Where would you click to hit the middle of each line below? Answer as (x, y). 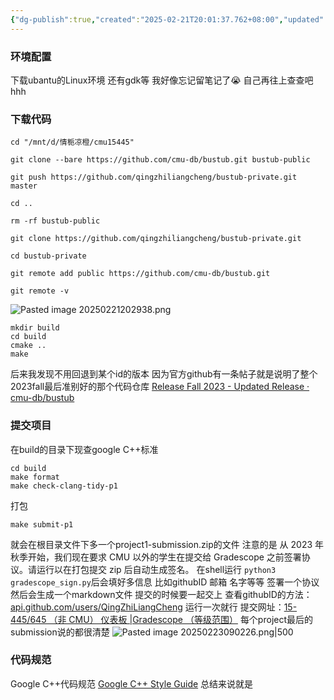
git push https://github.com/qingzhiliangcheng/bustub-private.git (154, 177)
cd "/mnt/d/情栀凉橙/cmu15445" (72, 142)
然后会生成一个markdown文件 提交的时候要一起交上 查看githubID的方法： (161, 594)
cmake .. (28, 346)
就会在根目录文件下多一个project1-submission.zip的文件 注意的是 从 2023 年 (167, 544)
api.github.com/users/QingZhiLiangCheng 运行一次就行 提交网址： (147, 607)
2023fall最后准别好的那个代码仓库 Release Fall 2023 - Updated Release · (160, 387)
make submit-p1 (42, 524)
